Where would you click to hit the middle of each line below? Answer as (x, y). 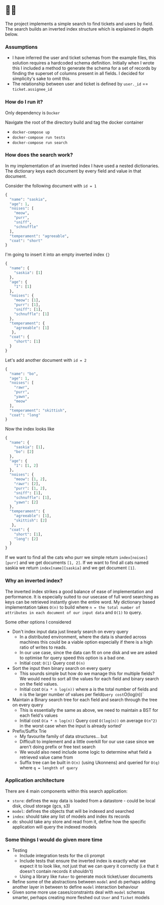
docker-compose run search (40, 142)
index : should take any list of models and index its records (71, 816)
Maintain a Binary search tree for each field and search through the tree (85, 699)
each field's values (39, 715)
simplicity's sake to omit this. (41, 79)
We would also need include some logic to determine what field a (85, 752)
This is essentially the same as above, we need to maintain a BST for (89, 710)
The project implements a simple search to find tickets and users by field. (79, 24)
